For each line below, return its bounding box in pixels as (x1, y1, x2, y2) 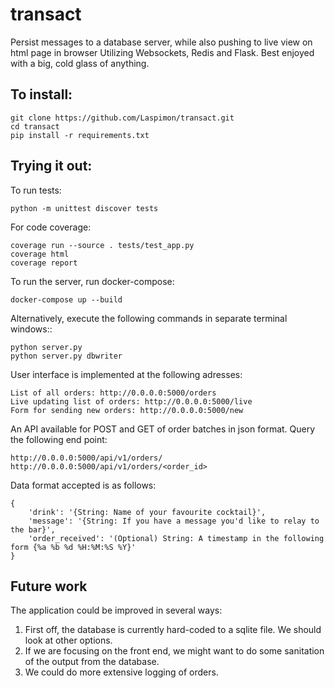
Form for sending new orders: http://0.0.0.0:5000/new (10, 405, 244, 415)
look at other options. (24, 634, 113, 647)
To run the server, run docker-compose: (10, 275, 175, 287)
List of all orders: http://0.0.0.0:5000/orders (10, 388, 217, 398)
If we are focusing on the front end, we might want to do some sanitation (24, 645, 325, 657)
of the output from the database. (24, 656, 160, 668)
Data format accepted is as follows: (10, 479, 157, 491)
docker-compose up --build (10, 294, 123, 305)
